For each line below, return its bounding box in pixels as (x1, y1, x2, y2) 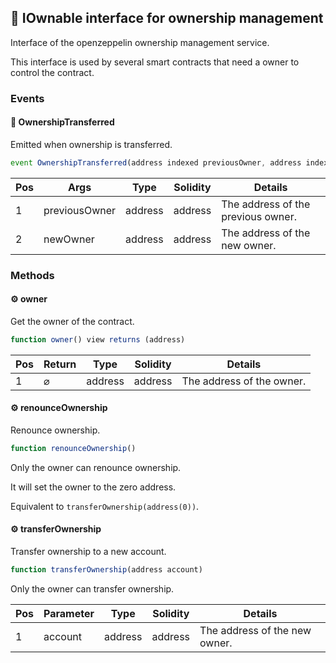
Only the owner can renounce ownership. (10, 461, 182, 473)
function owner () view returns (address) (10, 334, 186, 345)
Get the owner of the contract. (10, 315, 135, 327)
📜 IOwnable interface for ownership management (10, 10, 324, 27)
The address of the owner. (181, 374, 307, 388)
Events (10, 91, 45, 105)
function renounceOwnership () (10, 444, 137, 454)
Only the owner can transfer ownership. (10, 582, 175, 595)
